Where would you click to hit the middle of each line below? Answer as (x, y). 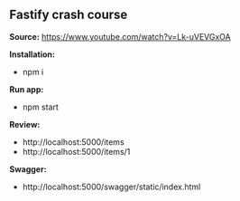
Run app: (27, 89)
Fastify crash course (69, 15)
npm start (40, 107)
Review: (25, 124)
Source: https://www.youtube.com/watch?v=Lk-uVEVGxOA (120, 36)
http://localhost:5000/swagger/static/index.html (111, 187)
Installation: (32, 54)
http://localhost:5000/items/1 (76, 151)
